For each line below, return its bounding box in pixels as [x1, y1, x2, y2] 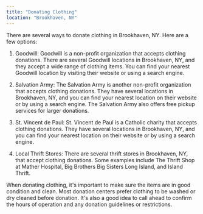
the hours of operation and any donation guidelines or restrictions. [6, 201, 173, 208]
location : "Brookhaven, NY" [6, 15, 78, 21]
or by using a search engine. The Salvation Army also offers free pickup [15, 100, 196, 107]
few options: [6, 38, 38, 45]
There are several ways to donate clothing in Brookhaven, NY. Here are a [6, 31, 188, 38]
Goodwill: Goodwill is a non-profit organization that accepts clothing [15, 49, 186, 57]
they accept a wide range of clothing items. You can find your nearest [15, 62, 190, 70]
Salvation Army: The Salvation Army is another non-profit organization [15, 80, 191, 88]
